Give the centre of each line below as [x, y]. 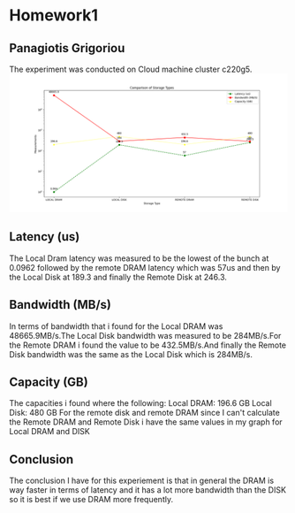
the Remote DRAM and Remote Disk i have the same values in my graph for [146, 422]
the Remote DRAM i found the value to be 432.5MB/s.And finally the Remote [148, 345]
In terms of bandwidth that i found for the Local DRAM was [116, 326]
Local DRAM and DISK [49, 432]
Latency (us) [45, 237]
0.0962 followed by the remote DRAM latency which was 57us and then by [145, 267]
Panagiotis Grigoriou [67, 48]
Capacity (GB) [49, 383]
